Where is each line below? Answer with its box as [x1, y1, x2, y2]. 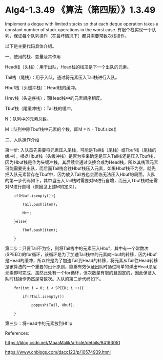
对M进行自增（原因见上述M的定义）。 [5, 184, 80, 190]
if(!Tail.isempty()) [22, 294, 64, 299]
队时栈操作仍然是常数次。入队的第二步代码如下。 [5, 275, 103, 281]
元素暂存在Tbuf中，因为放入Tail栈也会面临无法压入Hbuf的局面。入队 [18, 171, 156, 177]
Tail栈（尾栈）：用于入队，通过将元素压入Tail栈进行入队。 [5, 74, 120, 80]
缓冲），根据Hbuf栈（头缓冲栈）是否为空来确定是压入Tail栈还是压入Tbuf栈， [5, 153, 158, 159]
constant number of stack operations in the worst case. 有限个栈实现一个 [5, 26, 152, 32]
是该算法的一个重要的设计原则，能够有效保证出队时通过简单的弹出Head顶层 [5, 263, 157, 269]
